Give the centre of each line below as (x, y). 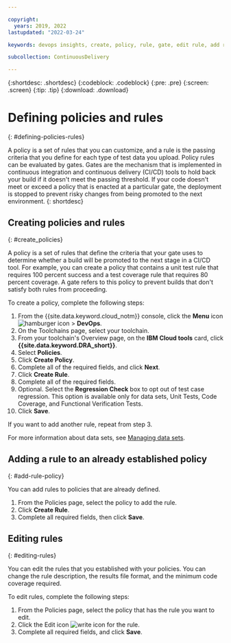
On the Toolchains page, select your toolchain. (83, 330)
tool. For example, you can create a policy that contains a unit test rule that (113, 267)
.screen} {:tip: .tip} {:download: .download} (68, 90)
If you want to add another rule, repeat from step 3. (80, 424)
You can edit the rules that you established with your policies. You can (107, 569)
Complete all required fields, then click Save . (81, 517)
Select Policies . (40, 352)
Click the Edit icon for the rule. (78, 624)
